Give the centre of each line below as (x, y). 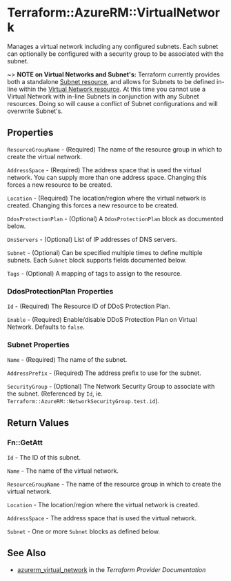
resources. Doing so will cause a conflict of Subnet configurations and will (113, 103)
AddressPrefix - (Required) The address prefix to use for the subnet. (104, 373)
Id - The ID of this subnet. (44, 458)
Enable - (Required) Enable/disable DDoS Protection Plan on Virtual (102, 320)
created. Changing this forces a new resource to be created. (93, 205)
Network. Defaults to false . (46, 327)
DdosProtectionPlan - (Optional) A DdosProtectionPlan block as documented (115, 218)
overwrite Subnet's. (35, 111)
